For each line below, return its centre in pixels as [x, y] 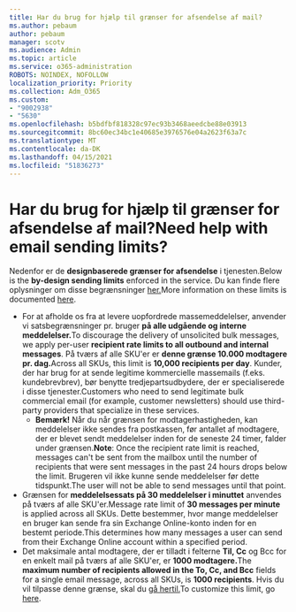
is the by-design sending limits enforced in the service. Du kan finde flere [144, 280]
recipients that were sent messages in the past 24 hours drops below [161, 467]
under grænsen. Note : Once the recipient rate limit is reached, [147, 448]
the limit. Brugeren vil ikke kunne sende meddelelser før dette [147, 476]
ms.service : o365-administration [71, 67]
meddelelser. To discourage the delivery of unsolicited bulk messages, [151, 335]
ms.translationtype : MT [53, 141]
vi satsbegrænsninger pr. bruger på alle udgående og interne [134, 326]
